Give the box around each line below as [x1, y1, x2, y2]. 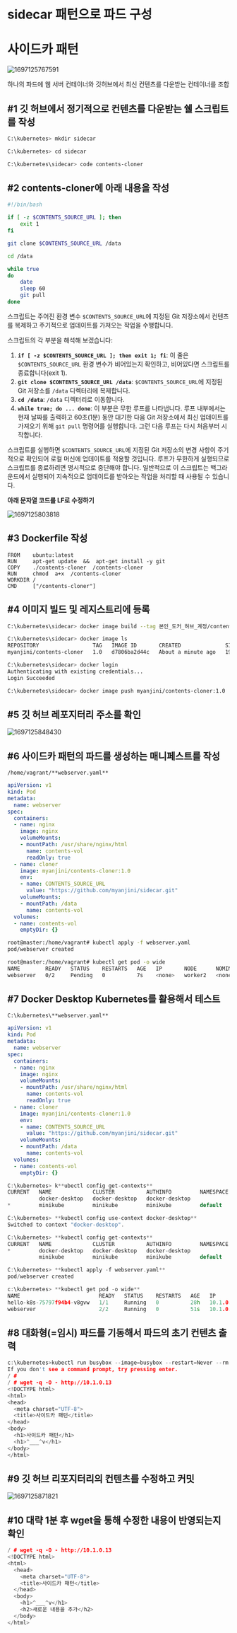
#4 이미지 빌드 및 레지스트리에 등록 [7, 604, 150, 616]
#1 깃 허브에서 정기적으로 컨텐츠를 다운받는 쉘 [7, 103, 193, 115]
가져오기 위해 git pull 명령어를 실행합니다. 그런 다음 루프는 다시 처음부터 [17, 422, 220, 430]
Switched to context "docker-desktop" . [7, 1221, 125, 1228]
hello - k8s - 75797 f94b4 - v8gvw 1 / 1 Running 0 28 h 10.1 [7, 1299, 222, 1306]
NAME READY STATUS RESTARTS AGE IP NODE [7, 965, 197, 972]
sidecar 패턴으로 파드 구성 [7, 6, 152, 23]
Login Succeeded [7, 674, 55, 681]
